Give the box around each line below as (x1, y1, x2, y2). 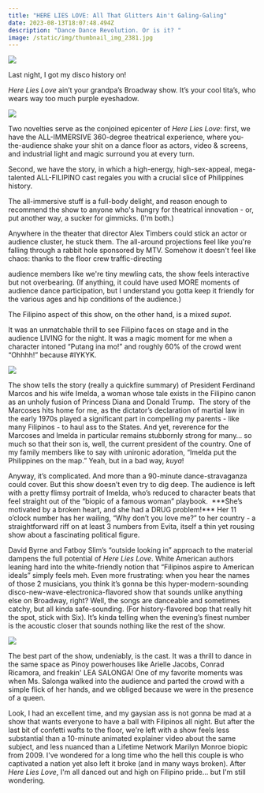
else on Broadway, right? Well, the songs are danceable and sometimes (8, 596, 240, 606)
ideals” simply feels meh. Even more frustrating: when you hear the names (8, 571, 251, 580)
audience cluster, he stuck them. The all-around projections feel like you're (8, 237, 251, 247)
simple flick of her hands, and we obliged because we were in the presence (8, 685, 254, 694)
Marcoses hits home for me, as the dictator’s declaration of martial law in (8, 406, 245, 415)
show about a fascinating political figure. (8, 531, 140, 540)
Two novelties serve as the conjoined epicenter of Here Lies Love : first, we (8, 124, 251, 134)
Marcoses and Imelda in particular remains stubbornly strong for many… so (8, 431, 252, 440)
